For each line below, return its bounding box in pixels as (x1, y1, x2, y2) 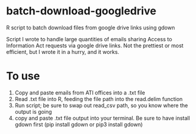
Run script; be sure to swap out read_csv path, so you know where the (14, 102, 188, 109)
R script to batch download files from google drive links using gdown (6, 24, 175, 31)
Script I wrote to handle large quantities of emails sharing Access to (6, 35, 173, 42)
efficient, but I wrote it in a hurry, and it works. (6, 48, 120, 55)
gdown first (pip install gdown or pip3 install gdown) (14, 121, 143, 128)
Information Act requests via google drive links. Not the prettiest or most (6, 42, 183, 49)
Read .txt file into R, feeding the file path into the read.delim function (14, 95, 183, 102)
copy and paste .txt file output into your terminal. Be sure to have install (14, 114, 191, 121)
